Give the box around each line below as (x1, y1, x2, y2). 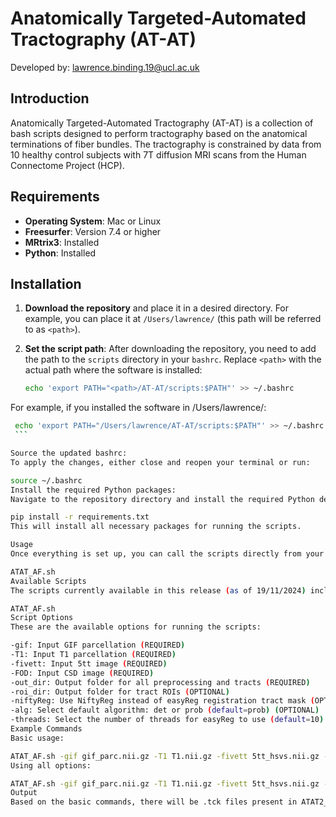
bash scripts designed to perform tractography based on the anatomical (10, 127, 308, 139)
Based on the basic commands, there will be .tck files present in (10, 797, 298, 807)
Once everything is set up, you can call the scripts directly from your (10, 549, 325, 559)
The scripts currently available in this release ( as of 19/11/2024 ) (10, 585, 307, 596)
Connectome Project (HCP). (10, 159, 125, 171)
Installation (10, 275, 82, 292)
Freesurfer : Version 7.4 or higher (24, 225, 162, 237)
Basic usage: (10, 733, 65, 743)
